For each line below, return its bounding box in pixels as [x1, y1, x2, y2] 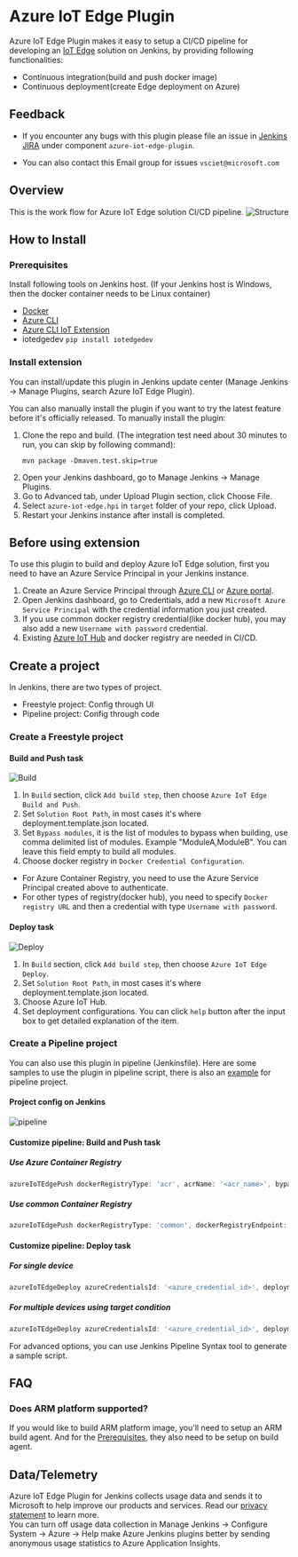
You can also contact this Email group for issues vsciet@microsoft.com [21, 157, 279, 168]
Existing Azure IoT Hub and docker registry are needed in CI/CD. [21, 632, 258, 643]
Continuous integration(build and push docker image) [21, 71, 218, 82]
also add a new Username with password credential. [21, 624, 208, 634]
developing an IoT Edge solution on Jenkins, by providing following [9, 44, 254, 55]
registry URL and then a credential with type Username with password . [21, 902, 278, 912]
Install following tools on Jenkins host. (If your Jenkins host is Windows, [9, 279, 272, 290]
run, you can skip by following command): [21, 439, 176, 449]
